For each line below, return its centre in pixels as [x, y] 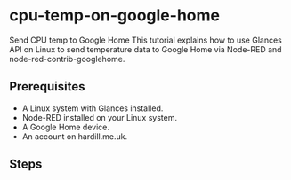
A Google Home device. [65, 127]
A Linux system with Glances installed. [93, 108]
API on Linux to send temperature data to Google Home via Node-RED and [145, 49]
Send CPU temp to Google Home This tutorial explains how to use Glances [145, 40]
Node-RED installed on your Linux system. [100, 117]
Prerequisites [47, 86]
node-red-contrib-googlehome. [67, 59]
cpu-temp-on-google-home [115, 16]
